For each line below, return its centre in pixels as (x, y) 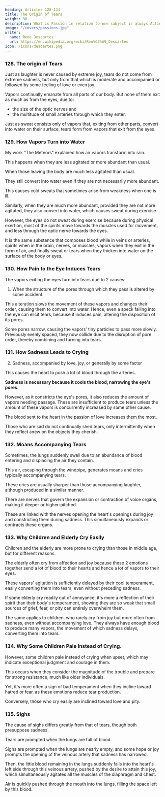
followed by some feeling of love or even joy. (50, 85)
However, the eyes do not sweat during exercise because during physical (79, 220)
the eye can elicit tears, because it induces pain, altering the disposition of (80, 314)
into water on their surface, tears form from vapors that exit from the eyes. (80, 129)
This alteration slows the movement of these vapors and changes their (76, 304)
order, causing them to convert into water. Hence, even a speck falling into (80, 309)
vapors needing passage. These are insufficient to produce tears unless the (82, 402)
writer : (13, 33)
